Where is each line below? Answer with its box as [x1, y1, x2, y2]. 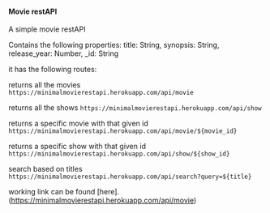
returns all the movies [8, 80, 81, 90]
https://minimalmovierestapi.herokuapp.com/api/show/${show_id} [8, 150, 230, 158]
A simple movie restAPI [8, 24, 86, 34]
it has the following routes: [8, 65, 97, 75]
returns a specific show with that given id [8, 142, 146, 151]
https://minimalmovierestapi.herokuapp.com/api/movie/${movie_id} [8, 127, 238, 135]
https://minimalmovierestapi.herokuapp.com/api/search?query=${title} [8, 173, 252, 181]
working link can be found [8, 187, 96, 197]
